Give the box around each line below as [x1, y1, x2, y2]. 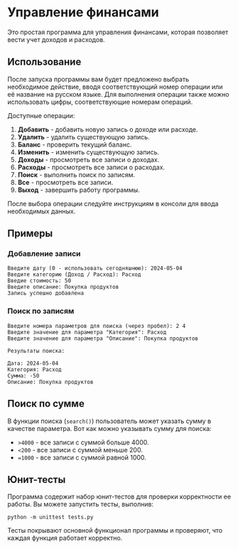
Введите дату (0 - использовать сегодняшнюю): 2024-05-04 [7, 265, 183, 272]
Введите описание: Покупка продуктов [7, 284, 119, 291]
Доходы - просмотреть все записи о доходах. [17, 155, 160, 164]
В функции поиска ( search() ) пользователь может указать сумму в [7, 417, 212, 425]
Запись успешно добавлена [7, 289, 84, 297]
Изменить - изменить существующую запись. [17, 147, 160, 156]
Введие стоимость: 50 [7, 277, 72, 284]
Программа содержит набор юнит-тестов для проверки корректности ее [7, 492, 232, 501]
